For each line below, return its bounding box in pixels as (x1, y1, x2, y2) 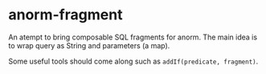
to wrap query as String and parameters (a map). (8, 40, 170, 50)
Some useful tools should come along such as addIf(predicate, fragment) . (8, 56, 259, 66)
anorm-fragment (8, 6, 123, 24)
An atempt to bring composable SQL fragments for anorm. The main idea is (8, 32, 258, 42)
